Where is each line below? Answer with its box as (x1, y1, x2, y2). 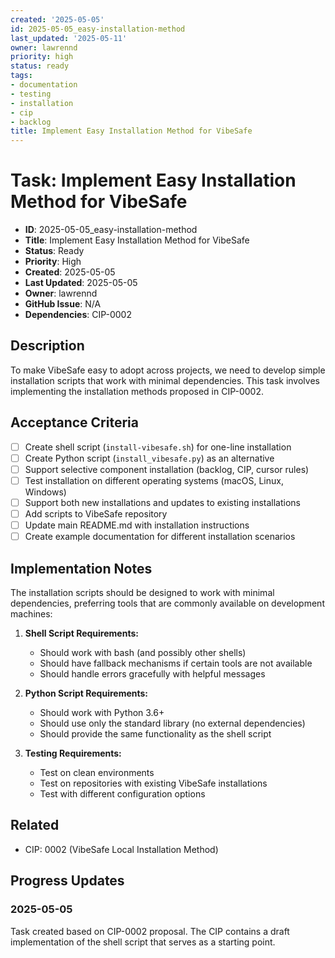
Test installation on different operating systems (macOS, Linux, (24, 474, 284, 486)
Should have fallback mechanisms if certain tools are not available (39, 657, 313, 669)
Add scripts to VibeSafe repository (24, 508, 168, 520)
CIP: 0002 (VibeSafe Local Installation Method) (24, 843, 219, 855)
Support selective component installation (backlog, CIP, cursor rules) (24, 463, 310, 475)
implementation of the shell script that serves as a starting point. (10, 936, 276, 948)
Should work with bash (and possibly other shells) (39, 647, 247, 658)
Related (10, 817, 60, 834)
